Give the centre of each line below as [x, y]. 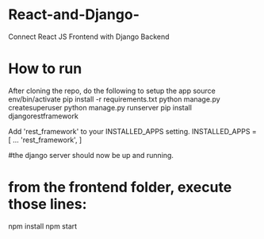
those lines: [48, 204]
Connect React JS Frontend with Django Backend [89, 37]
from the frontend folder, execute [120, 187]
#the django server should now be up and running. [91, 155]
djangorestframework [44, 116]
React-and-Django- [74, 15]
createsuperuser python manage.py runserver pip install [100, 107]
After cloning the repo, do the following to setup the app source [112, 91]
